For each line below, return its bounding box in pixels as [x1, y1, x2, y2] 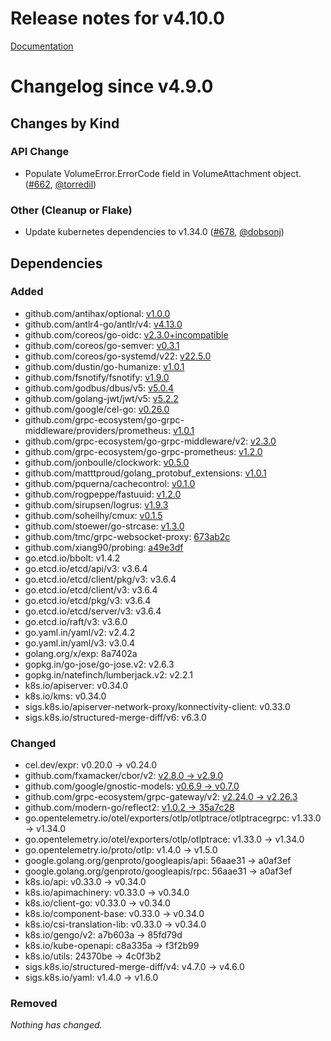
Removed [10, 997, 58, 1011]
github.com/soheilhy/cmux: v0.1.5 [24, 509, 163, 521]
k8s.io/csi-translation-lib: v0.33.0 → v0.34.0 [24, 918, 207, 931]
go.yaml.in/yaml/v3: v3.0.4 [24, 637, 136, 649]
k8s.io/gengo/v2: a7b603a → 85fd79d [24, 929, 183, 941]
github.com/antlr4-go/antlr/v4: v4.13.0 [24, 318, 183, 330]
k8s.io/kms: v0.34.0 [24, 690, 107, 702]
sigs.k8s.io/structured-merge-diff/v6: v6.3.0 [24, 711, 207, 723]
